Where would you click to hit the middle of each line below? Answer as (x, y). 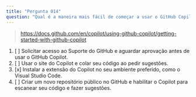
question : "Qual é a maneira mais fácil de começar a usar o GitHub (91, 17)
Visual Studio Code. (38, 76)
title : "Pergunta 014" (34, 11)
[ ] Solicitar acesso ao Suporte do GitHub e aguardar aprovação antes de (102, 51)
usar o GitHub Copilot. (41, 57)
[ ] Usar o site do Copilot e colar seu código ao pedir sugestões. (91, 63)
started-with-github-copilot (53, 39)
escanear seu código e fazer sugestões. (63, 88)
